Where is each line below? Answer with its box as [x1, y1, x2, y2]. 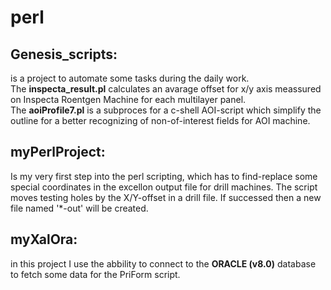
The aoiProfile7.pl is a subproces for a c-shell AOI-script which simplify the [10, 104, 322, 116]
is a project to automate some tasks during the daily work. [10, 72, 250, 84]
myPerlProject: [10, 144, 106, 161]
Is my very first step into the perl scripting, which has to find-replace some [10, 170, 318, 182]
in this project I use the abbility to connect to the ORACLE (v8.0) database [10, 257, 317, 270]
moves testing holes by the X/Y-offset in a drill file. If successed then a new [10, 191, 322, 203]
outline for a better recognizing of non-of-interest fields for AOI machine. [10, 115, 311, 126]
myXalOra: [10, 231, 78, 248]
